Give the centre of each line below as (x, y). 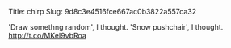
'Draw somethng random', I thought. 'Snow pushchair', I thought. (116, 27)
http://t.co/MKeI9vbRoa (47, 36)
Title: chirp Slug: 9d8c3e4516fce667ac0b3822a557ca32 (102, 12)
